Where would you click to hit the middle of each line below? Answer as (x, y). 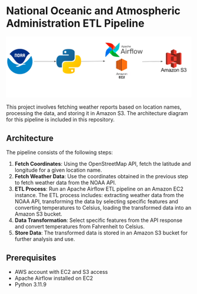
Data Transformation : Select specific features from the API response (98, 220)
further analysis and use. (45, 239)
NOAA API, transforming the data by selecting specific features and (96, 201)
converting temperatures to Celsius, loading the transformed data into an (103, 208)
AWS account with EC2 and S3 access (61, 272)
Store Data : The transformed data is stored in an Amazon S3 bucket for (101, 233)
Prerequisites (31, 258)
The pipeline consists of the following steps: (60, 152)
